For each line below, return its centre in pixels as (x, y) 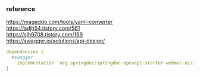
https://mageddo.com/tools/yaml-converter (60, 22)
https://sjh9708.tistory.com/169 (45, 35)
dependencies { (25, 52)
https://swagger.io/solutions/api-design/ (56, 41)
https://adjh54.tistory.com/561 (43, 28)
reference (21, 9)
